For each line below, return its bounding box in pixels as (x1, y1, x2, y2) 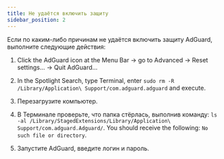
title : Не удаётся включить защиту (7, 10, 109, 17)
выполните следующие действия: (7, 42, 106, 51)
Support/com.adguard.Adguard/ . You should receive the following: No (16, 123, 208, 132)
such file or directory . (16, 131, 87, 139)
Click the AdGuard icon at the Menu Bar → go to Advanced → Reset (16, 56, 208, 64)
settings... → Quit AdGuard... (16, 63, 98, 71)
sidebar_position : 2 (7, 16, 66, 23)
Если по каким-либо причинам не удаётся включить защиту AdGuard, (7, 35, 213, 43)
